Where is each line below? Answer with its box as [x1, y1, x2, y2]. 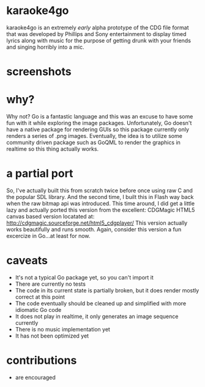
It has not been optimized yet [15, 332, 89, 339]
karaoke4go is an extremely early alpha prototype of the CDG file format [6, 24, 189, 31]
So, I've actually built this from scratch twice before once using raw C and [6, 187, 193, 194]
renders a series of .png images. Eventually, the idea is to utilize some [6, 132, 182, 140]
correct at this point [15, 293, 65, 300]
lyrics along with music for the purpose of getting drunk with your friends [6, 37, 192, 44]
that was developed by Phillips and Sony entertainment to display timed [6, 30, 187, 37]
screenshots [6, 65, 72, 79]
